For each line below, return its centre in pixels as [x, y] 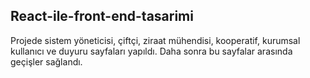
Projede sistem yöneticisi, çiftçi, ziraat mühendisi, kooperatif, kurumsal [155, 40]
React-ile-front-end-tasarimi [102, 16]
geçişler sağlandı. [46, 61]
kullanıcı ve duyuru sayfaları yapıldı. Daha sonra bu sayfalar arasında [151, 51]
